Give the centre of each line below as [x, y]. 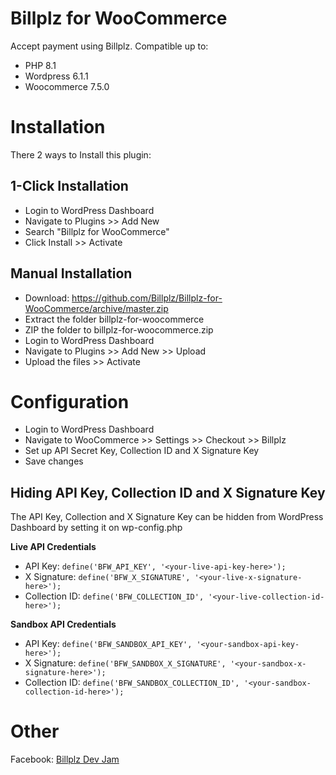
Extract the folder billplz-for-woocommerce [114, 319]
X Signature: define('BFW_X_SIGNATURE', [107, 577]
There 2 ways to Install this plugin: [81, 154]
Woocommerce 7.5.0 [67, 86]
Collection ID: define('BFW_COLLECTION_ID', [114, 596]
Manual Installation [71, 273]
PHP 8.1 [40, 65]
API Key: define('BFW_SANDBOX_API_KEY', [108, 644]
